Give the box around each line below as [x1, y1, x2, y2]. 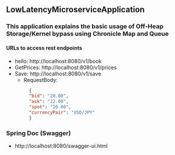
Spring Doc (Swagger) [6, 129, 71, 137]
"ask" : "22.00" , [28, 98, 69, 105]
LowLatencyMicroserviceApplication [6, 5, 145, 15]
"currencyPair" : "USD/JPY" [28, 110, 95, 116]
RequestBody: [23, 76, 58, 83]
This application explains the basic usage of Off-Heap [6, 22, 164, 31]
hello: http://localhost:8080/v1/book [14, 57, 102, 64]
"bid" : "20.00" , [28, 93, 69, 99]
